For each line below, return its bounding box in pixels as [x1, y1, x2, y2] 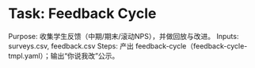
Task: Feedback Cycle [8, 5, 157, 23]
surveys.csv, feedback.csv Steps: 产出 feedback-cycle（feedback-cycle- [8, 41, 248, 51]
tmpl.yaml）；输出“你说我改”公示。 [8, 51, 120, 60]
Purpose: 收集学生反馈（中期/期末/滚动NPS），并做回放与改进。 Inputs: [8, 31, 239, 41]
